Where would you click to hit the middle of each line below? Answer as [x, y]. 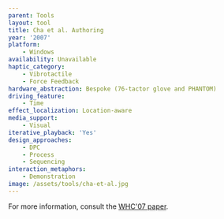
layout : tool [30, 23]
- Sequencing [44, 162]
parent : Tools [32, 15]
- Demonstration [49, 177]
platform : [24, 45]
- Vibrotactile [47, 74]
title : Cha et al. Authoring [56, 30]
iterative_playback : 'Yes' [52, 132]
